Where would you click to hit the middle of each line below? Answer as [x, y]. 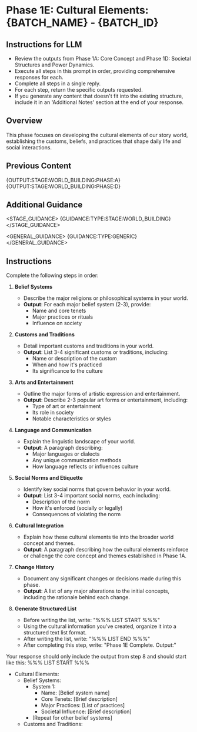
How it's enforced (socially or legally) [77, 508]
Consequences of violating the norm [76, 514]
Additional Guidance [44, 205]
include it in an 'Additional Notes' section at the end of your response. [99, 102]
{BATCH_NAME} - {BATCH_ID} [82, 23]
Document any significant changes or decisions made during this [102, 579]
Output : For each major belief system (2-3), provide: [87, 305]
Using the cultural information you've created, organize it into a [100, 626]
